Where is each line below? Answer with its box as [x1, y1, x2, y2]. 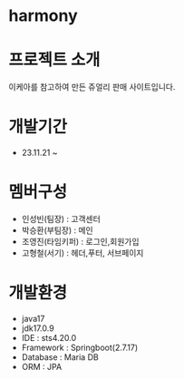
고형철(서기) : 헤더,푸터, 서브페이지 [21, 248, 144, 258]
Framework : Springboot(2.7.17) [21, 342, 138, 353]
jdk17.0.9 [21, 323, 55, 334]
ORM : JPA [21, 361, 63, 372]
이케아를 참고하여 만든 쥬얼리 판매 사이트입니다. [8, 82, 176, 92]
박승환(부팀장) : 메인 [21, 225, 93, 236]
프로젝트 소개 [8, 50, 101, 71]
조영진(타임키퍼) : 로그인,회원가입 [21, 237, 140, 247]
